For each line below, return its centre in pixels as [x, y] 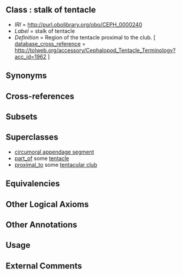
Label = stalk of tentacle [44, 31]
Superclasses [32, 137]
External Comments [44, 266]
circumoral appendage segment [54, 152]
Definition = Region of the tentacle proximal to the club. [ [85, 37]
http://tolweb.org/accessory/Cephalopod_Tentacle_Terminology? [95, 50]
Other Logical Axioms [47, 204]
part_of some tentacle [42, 158]
